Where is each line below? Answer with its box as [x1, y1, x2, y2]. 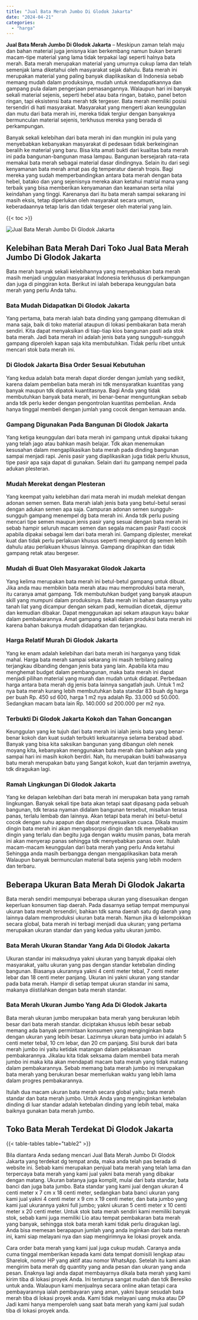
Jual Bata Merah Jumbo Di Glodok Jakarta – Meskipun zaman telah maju [6, 41, 184, 48]
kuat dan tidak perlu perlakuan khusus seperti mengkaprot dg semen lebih [6, 537, 187, 544]
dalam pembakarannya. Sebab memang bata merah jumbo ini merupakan [6, 1064, 184, 1071]
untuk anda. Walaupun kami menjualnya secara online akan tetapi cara [6, 1282, 177, 1289]
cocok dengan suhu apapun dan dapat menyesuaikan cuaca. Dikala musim [6, 819, 188, 826]
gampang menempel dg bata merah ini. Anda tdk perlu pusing [28, 512, 180, 519]
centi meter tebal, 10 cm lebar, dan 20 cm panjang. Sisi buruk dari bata [6, 1039, 178, 1046]
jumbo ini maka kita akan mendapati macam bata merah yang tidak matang [6, 1058, 189, 1065]
